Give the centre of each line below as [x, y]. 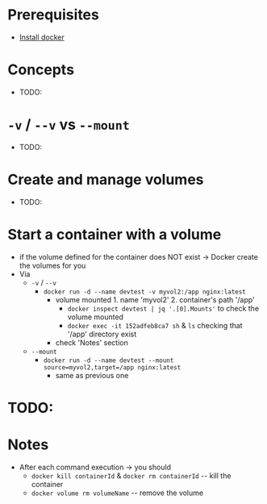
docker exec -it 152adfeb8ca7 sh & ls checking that [155, 325]
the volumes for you [52, 265]
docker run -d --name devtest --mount [108, 360]
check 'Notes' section [92, 342]
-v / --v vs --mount [69, 125]
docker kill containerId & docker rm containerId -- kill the [131, 475]
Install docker [42, 37]
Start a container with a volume [115, 234]
